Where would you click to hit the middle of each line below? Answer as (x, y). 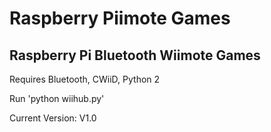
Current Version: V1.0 (53, 118)
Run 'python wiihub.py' (57, 98)
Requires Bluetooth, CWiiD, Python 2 (85, 79)
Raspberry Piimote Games (120, 18)
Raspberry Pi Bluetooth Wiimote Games (135, 55)
